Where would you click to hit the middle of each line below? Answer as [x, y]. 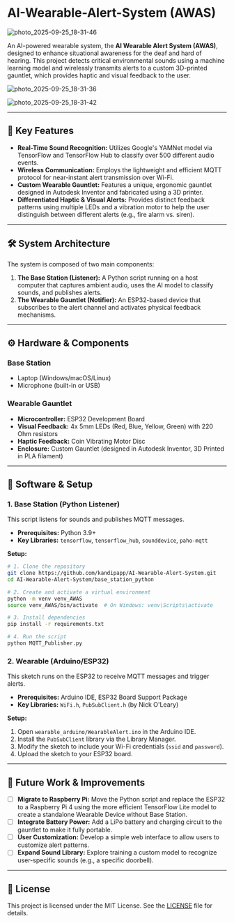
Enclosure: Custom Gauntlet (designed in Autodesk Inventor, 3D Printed [121, 449]
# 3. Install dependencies [46, 618]
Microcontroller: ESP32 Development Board [81, 419]
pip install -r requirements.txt [56, 624]
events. [28, 163]
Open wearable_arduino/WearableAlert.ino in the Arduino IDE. [107, 732]
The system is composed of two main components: [81, 264]
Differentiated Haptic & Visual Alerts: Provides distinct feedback [111, 200]
